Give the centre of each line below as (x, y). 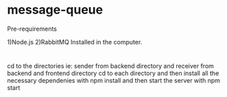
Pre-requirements (32, 29)
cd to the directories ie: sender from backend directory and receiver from (111, 66)
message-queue (55, 10)
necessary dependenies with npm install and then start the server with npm (114, 81)
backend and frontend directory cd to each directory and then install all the (113, 73)
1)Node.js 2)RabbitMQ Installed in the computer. (75, 42)
